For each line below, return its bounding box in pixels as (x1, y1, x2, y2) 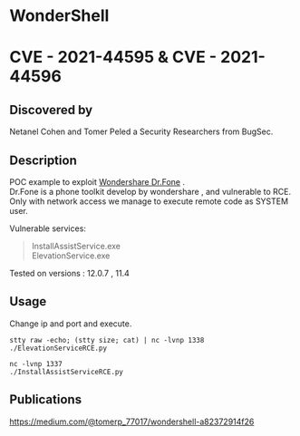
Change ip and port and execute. (9, 318, 132, 329)
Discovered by (9, 102, 93, 118)
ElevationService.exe (31, 250, 111, 261)
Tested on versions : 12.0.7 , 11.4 (9, 268, 130, 278)
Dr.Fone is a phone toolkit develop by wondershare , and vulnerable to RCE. (9, 187, 292, 197)
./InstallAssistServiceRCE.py (9, 367, 124, 376)
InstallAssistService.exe (31, 241, 121, 251)
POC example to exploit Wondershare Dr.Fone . (9, 177, 186, 187)
